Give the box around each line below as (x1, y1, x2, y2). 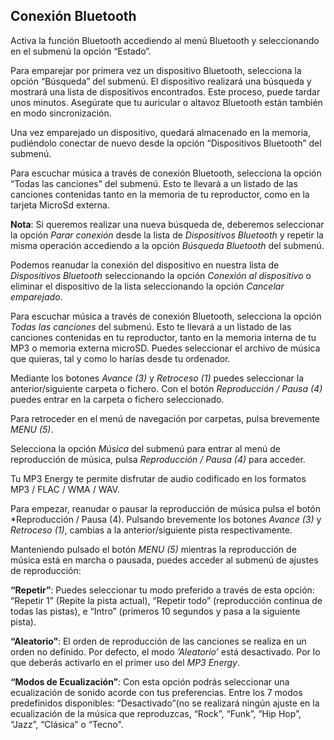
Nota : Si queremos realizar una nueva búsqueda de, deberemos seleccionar (10, 218, 325, 230)
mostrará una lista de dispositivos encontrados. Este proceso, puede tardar (10, 85, 321, 98)
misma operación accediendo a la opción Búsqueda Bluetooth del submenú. (10, 239, 325, 251)
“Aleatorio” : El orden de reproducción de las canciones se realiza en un (10, 635, 307, 647)
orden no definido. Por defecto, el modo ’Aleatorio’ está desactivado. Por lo (10, 645, 321, 658)
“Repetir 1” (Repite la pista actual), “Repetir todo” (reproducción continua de (10, 594, 323, 606)
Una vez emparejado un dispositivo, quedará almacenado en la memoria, (10, 126, 312, 138)
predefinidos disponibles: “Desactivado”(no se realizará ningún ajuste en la (10, 697, 320, 709)
